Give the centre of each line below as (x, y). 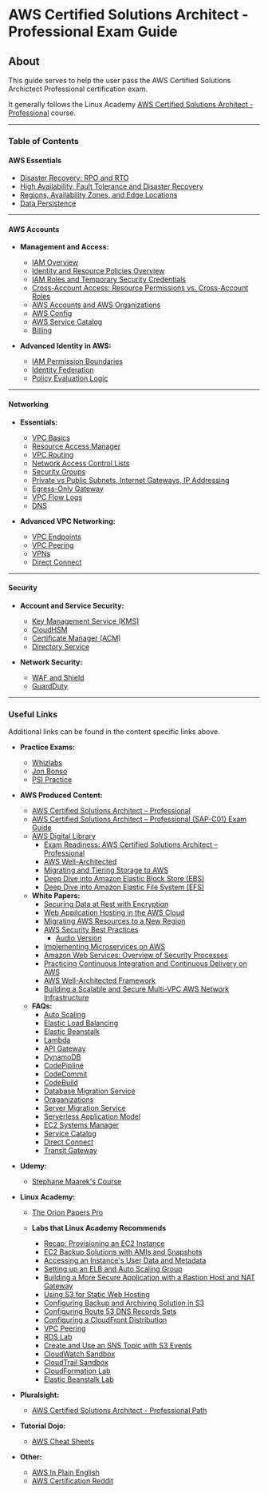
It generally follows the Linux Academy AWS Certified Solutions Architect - (131, 104)
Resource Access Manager (76, 446)
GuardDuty (49, 686)
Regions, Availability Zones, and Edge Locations (99, 195)
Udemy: (33, 1166)
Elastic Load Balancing (81, 1023)
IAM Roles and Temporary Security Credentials (109, 279)
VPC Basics (51, 437)
